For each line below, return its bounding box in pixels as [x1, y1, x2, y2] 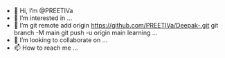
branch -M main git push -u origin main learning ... [13, 28, 158, 37]
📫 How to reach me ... [13, 43, 78, 52]
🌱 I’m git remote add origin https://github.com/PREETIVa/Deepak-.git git [13, 21, 219, 29]
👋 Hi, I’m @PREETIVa [13, 7, 73, 14]
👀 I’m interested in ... [13, 14, 73, 22]
